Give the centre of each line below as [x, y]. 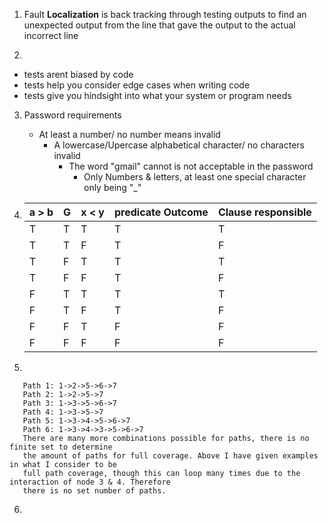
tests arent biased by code [78, 74]
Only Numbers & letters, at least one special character [195, 177]
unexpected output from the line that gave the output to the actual [159, 25]
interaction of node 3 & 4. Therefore [90, 482]
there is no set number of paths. [94, 491]
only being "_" [112, 187]
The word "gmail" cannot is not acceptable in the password [191, 166]
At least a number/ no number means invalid [129, 134]
